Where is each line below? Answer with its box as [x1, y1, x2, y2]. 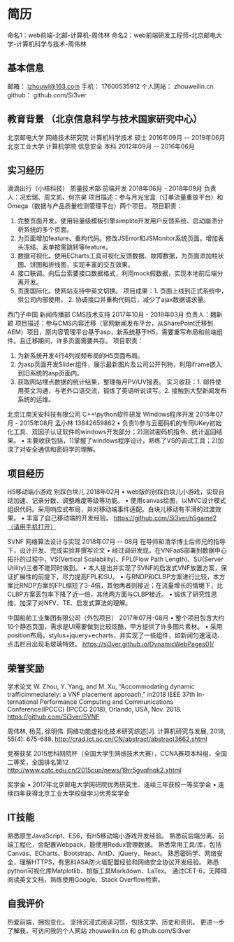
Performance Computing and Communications [39, 698, 173, 706]
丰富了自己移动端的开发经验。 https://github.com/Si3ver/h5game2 [26, 514, 217, 522]
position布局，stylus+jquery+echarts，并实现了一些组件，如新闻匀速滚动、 [7, 631, 224, 639]
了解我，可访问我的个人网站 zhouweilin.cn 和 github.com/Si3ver [7, 926, 191, 935]
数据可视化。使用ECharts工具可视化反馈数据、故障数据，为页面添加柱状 [17, 251, 224, 260]
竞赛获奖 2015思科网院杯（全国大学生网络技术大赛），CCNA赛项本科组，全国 [7, 749, 227, 757]
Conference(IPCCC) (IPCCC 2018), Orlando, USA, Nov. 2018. [7, 705, 182, 713]
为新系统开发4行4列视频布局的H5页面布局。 [17, 352, 145, 360]
